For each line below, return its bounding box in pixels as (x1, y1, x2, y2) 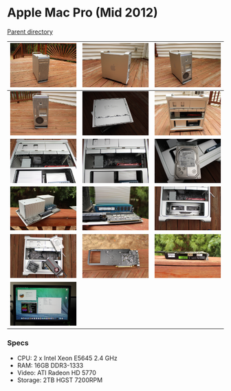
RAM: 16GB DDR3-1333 (16, 361, 84, 369)
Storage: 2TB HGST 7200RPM (16, 376, 103, 384)
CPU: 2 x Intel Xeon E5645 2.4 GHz (16, 354, 118, 362)
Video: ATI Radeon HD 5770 (16, 368, 96, 377)
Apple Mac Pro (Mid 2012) (7, 5, 158, 21)
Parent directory (7, 27, 54, 36)
